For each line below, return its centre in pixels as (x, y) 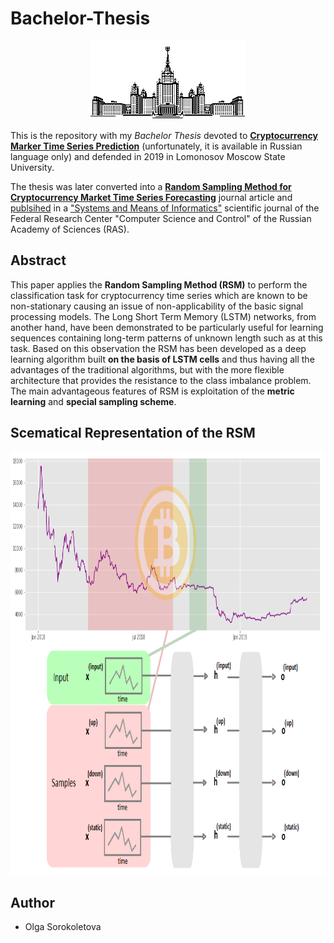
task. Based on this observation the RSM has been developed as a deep (158, 348)
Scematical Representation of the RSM (133, 433)
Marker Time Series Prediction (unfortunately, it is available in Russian (156, 146)
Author (32, 902)
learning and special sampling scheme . (93, 401)
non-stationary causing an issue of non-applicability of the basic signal (157, 306)
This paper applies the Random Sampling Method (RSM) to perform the (159, 284)
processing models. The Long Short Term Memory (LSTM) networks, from (163, 316)
